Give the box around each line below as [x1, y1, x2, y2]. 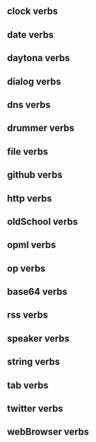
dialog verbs [7, 76, 61, 87]
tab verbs [7, 379, 49, 391]
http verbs [7, 192, 52, 204]
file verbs [7, 146, 48, 157]
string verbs [7, 356, 60, 368]
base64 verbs [7, 286, 68, 298]
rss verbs [7, 309, 48, 321]
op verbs [7, 263, 46, 274]
